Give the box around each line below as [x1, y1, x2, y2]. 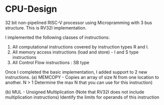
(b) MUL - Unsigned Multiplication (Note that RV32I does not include [5, 89, 145, 95]
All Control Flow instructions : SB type [12, 59, 90, 65]
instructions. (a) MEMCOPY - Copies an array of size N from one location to [5, 74, 159, 80]
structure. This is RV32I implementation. [5, 25, 87, 30]
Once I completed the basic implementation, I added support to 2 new [5, 69, 147, 75]
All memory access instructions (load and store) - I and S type [12, 49, 139, 55]
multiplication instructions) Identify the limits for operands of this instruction [5, 94, 160, 100]
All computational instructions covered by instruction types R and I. [12, 44, 149, 50]
